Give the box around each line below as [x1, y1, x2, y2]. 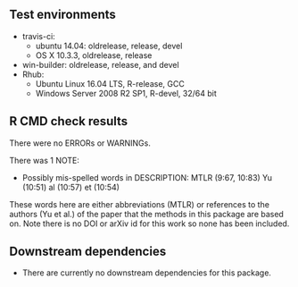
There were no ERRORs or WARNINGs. [9, 138, 152, 148]
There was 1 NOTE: [9, 155, 80, 165]
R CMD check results [9, 114, 128, 129]
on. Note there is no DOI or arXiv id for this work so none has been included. [9, 218, 290, 229]
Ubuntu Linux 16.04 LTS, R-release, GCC [35, 78, 185, 89]
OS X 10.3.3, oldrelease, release [35, 49, 153, 61]
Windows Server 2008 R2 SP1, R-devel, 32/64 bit [35, 88, 217, 98]
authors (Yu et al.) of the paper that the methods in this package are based [9, 208, 284, 219]
